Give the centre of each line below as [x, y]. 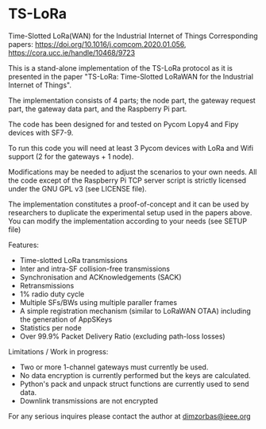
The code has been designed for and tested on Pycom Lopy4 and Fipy [123, 124]
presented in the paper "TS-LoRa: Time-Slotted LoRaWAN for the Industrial [131, 76]
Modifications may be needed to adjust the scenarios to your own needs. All [133, 172]
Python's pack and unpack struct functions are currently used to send [134, 384]
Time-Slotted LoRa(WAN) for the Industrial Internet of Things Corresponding [133, 36]
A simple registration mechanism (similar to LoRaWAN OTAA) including [135, 311]
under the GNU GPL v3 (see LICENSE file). [77, 188]
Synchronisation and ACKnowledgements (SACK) [100, 277]
